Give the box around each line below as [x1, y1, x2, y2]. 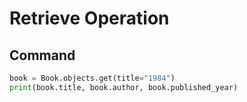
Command [9, 47, 76, 64]
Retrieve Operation [9, 7, 170, 30]
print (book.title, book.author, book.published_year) [9, 82, 239, 92]
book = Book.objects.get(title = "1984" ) [9, 73, 176, 83]
